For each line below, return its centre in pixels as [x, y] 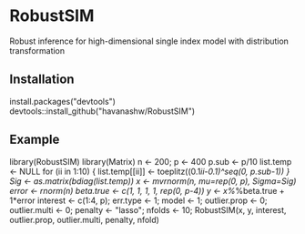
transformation [37, 50]
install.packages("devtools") [63, 101]
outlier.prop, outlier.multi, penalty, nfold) [84, 219]
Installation [42, 80]
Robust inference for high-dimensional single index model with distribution [149, 41]
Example [35, 140]
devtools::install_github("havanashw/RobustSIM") [102, 111]
